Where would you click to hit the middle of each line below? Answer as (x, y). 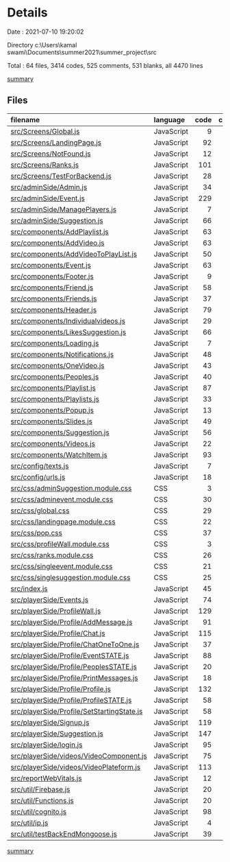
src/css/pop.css (37, 533)
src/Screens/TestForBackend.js (61, 176)
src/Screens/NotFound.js (51, 154)
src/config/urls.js (38, 477)
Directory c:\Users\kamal (42, 45)
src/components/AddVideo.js (57, 243)
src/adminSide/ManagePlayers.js (64, 209)
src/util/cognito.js (39, 811)
